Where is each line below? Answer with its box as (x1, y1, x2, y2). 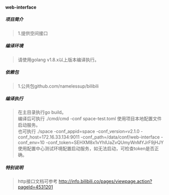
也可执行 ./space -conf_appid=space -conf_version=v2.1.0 (17, 128, 140, 134)
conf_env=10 (17, 140, 45, 146)
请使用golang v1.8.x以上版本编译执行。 (17, 57, 99, 63)
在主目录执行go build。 (17, 109, 66, 116)
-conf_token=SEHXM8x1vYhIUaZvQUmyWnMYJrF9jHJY (45, 140, 164, 146)
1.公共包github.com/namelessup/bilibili (17, 83, 99, 89)
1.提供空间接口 (17, 30, 48, 36)
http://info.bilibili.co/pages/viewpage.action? (58, 178, 153, 184)
